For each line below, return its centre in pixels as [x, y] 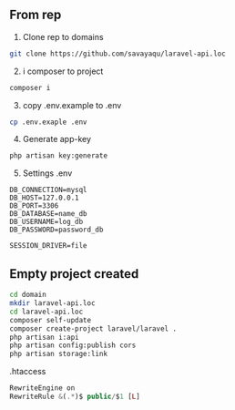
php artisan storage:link [58, 354]
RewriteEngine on [42, 388]
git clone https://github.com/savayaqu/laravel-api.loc [117, 54]
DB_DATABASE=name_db [49, 214]
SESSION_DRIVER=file [49, 246]
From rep [36, 15]
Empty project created [74, 274]
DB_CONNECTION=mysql [49, 190]
